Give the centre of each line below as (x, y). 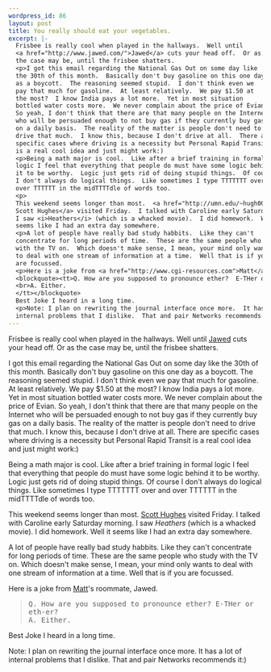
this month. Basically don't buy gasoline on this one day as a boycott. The (131, 371)
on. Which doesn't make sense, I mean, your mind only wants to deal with (131, 564)
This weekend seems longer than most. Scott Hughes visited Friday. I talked (134, 514)
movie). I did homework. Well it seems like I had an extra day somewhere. (130, 531)
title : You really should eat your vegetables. (90, 31)
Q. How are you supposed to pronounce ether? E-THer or (141, 603)
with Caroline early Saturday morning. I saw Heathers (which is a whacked (132, 523)
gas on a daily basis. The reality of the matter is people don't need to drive (132, 423)
